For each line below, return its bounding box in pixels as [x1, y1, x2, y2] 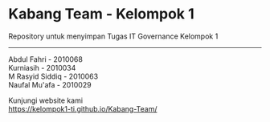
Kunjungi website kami [8, 96, 83, 105]
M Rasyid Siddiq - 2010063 [8, 71, 99, 81]
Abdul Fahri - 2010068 [8, 54, 83, 64]
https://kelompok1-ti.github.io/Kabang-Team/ [8, 104, 157, 113]
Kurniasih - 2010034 [8, 63, 76, 72]
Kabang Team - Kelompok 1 [8, 5, 194, 23]
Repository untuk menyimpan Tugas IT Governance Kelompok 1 [8, 31, 219, 41]
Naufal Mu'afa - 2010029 [8, 79, 92, 89]
